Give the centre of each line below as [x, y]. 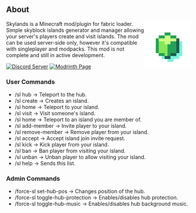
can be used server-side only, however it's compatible [72, 42]
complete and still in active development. [56, 55]
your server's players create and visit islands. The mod [72, 36]
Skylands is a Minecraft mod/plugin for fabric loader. [70, 24]
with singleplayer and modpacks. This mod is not [65, 49]
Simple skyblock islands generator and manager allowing [75, 30]
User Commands [31, 82]
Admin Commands [33, 179]
